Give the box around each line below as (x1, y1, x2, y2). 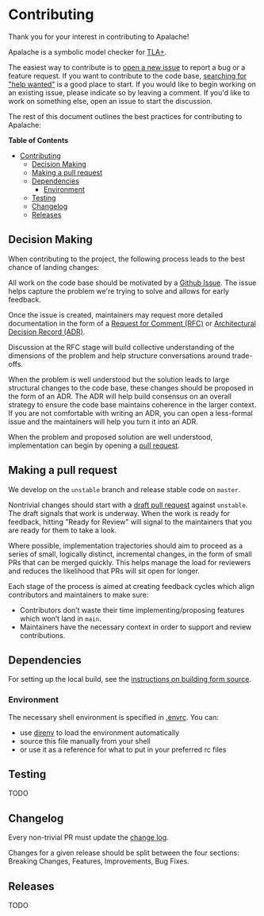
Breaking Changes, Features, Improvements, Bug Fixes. (8, 856, 189, 866)
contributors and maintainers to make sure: (8, 590, 149, 599)
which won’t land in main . (19, 614, 101, 623)
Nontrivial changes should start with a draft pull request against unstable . (8, 500, 248, 510)
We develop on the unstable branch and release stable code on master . (8, 484, 241, 494)
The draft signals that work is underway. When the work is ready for (8, 508, 231, 518)
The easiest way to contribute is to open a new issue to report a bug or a (8, 62, 246, 72)
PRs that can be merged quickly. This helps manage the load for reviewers (8, 557, 251, 567)
